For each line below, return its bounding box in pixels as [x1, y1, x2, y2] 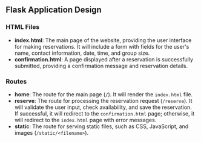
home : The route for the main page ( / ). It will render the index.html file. [14, 90, 193, 98]
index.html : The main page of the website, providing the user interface [14, 36, 192, 44]
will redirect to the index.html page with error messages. [14, 116, 157, 123]
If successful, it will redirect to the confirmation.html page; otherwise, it [14, 110, 195, 117]
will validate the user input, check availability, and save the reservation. [14, 103, 192, 111]
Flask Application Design [5, 5, 102, 15]
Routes [5, 77, 27, 85]
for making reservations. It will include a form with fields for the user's [14, 43, 189, 50]
